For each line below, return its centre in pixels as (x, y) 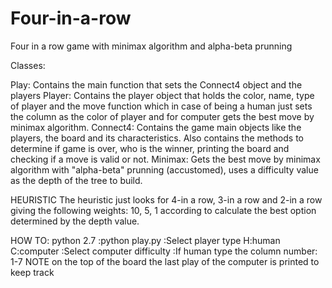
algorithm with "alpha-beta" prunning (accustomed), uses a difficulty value (164, 169)
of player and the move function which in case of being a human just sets (161, 106)
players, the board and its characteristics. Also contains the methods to (157, 138)
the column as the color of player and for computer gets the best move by (162, 116)
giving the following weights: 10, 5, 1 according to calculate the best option (163, 210)
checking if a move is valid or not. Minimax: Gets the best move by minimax (165, 159)
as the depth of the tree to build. (76, 180)
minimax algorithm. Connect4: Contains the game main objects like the (156, 127)
